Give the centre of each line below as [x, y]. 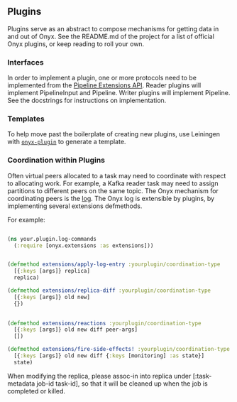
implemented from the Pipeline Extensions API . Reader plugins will [104, 85]
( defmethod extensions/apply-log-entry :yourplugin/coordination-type [114, 265]
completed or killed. [37, 391]
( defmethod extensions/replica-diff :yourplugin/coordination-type [109, 290]
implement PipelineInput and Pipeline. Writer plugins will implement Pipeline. [119, 93]
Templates [26, 119]
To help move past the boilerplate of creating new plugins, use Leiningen [114, 134]
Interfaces [26, 62]
